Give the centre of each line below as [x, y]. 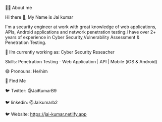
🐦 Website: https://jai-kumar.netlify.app [46, 114]
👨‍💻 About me [19, 8]
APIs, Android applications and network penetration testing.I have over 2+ [81, 32]
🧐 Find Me [16, 81]
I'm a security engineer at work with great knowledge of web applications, [81, 27]
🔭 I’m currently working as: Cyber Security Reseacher [60, 52]
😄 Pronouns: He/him [27, 71]
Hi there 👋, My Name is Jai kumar [39, 17]
